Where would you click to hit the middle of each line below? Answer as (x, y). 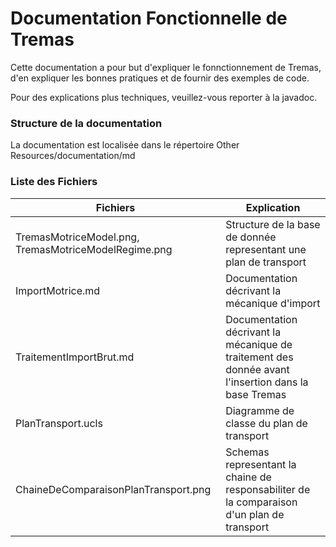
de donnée (251, 237)
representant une (266, 249)
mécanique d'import (273, 303)
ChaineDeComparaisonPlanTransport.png (113, 489)
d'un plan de (255, 514)
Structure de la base (273, 224)
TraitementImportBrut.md (75, 357)
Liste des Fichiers (54, 182)
